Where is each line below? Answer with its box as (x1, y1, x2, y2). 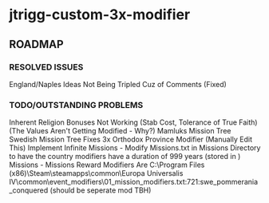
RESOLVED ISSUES (9, 62, 84, 73)
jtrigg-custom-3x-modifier (9, 6, 191, 24)
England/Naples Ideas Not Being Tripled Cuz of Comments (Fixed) (9, 79, 227, 89)
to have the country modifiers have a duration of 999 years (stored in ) (9, 152, 241, 161)
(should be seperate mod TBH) (49, 185, 152, 195)
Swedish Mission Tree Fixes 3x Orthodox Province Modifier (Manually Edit (9, 134, 252, 145)
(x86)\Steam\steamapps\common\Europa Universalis (9, 169, 184, 178)
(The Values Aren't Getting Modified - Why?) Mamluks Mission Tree (9, 126, 231, 136)
